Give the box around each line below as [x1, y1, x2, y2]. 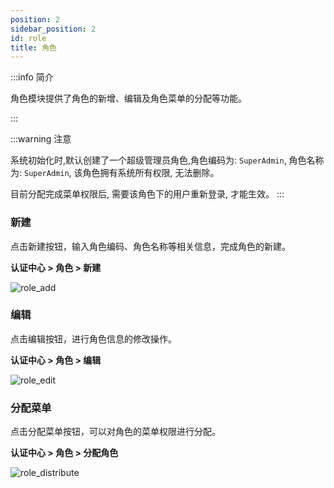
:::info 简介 [10, 71, 54, 83]
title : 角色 [10, 42, 57, 53]
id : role [10, 33, 47, 43]
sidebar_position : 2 [10, 24, 97, 34]
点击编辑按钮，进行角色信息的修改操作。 [10, 332, 177, 345]
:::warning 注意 [10, 133, 72, 145]
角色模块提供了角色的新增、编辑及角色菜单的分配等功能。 [10, 92, 247, 105]
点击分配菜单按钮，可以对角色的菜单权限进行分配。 [10, 426, 221, 438]
